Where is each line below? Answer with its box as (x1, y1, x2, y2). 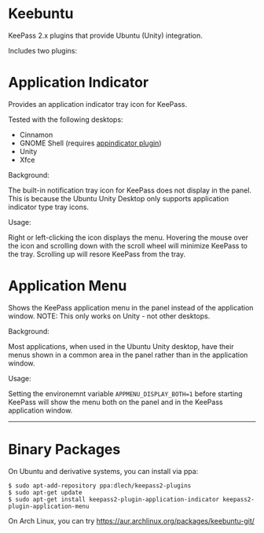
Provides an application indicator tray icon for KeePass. (8, 99, 187, 108)
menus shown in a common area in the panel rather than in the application (8, 350, 248, 359)
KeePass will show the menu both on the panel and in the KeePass (8, 397, 223, 406)
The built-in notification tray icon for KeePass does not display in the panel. (8, 186, 252, 195)
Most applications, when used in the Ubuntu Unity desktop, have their (8, 341, 234, 351)
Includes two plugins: (8, 46, 77, 55)
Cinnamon (19, 130, 53, 139)
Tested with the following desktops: (8, 115, 123, 124)
